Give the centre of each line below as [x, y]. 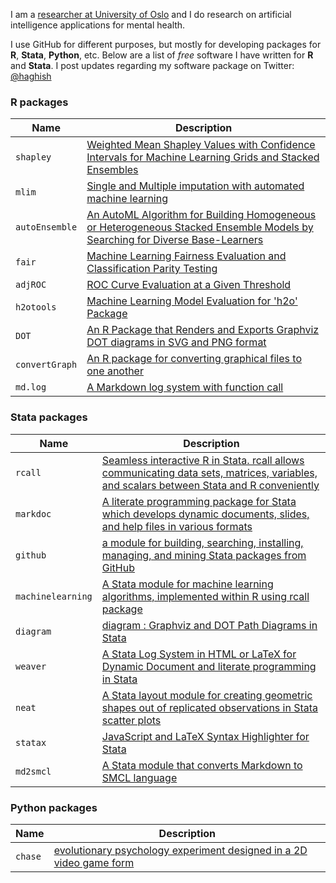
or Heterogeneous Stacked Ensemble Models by [200, 227]
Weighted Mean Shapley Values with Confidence [201, 145]
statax [31, 742]
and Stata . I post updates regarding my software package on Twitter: [152, 65]
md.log [31, 387]
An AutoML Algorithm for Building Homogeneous [201, 215]
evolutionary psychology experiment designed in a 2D [180, 850]
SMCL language [139, 777]
